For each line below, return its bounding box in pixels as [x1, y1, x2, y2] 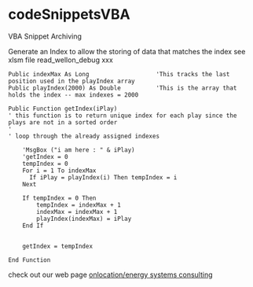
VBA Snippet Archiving [8, 31, 82, 41]
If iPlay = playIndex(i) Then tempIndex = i [28, 173, 178, 182]
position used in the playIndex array [8, 77, 135, 85]
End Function [8, 256, 51, 264]
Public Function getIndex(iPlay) [8, 105, 118, 112]
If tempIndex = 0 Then [22, 194, 97, 202]
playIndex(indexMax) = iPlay [36, 215, 132, 223]
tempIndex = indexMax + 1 [36, 201, 122, 209]
